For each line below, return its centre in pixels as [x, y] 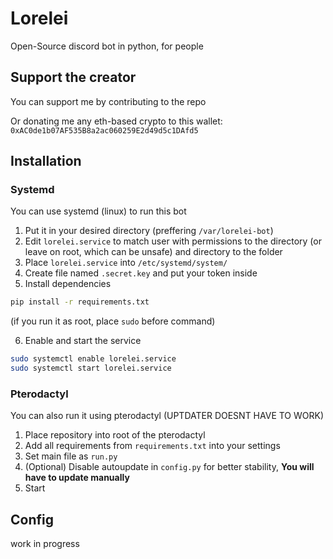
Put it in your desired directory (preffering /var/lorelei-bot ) [149, 231]
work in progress [45, 544]
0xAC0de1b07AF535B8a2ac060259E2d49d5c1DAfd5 [104, 130]
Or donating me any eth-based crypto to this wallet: [116, 121]
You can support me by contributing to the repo [108, 101]
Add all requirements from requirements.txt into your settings [152, 446]
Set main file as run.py [71, 456]
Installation [46, 161]
